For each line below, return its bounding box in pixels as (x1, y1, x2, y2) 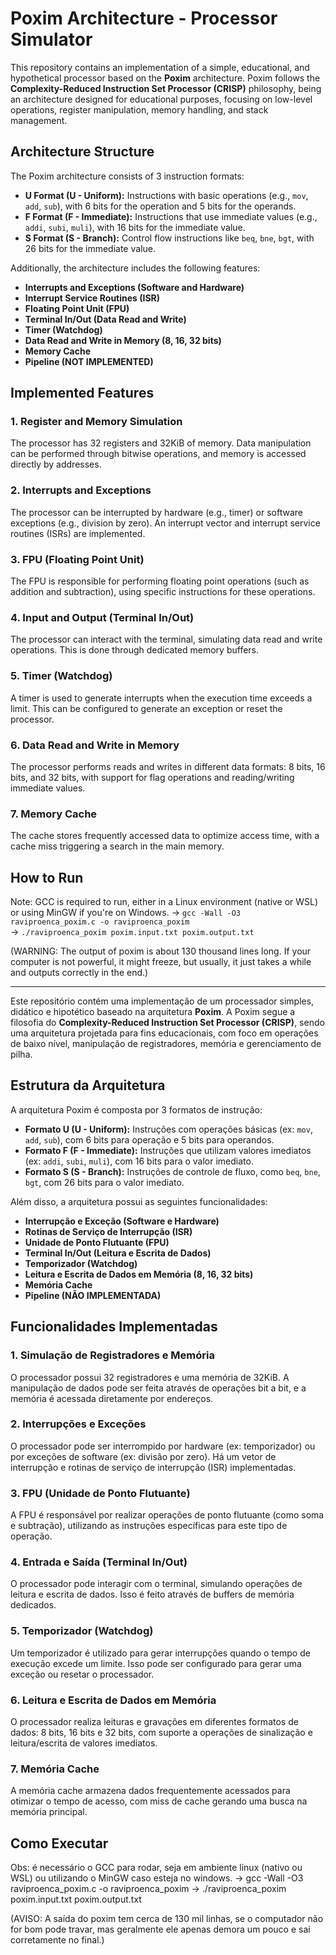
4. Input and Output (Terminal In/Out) (10, 610, 195, 624)
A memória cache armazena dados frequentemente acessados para (10, 1785, 291, 1797)
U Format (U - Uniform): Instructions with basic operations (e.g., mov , (24, 189, 309, 201)
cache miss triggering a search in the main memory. (10, 840, 225, 852)
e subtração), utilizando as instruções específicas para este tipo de (10, 1520, 288, 1532)
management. (10, 114, 68, 126)
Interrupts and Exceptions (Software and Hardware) (24, 281, 245, 293)
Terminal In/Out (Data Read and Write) (24, 313, 187, 325)
